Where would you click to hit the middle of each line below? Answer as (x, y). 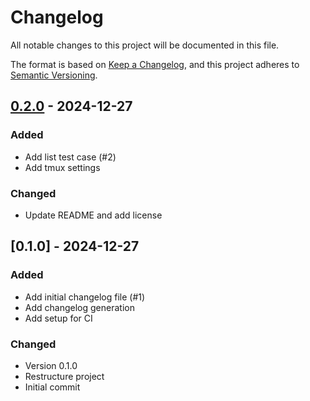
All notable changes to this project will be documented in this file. (145, 45)
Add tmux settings (62, 167)
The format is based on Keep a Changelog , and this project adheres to (155, 64)
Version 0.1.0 (51, 365)
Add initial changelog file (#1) (85, 297)
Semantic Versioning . (54, 75)
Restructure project (64, 376)
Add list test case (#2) (70, 157)
